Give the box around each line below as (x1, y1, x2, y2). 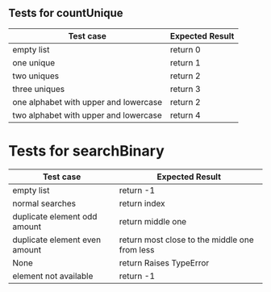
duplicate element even (12, 234, 102, 245)
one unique (12, 56, 56, 68)
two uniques (12, 70, 59, 81)
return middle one (119, 215, 187, 227)
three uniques (12, 83, 65, 94)
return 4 (169, 109, 201, 120)
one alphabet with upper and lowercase (12, 96, 163, 107)
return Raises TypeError (119, 257, 210, 269)
